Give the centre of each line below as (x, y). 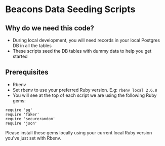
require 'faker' (22, 114)
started (20, 56)
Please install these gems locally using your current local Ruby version (79, 132)
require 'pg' (19, 110)
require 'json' (21, 123)
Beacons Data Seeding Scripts (70, 9)
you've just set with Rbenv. (33, 138)
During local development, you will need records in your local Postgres (86, 40)
